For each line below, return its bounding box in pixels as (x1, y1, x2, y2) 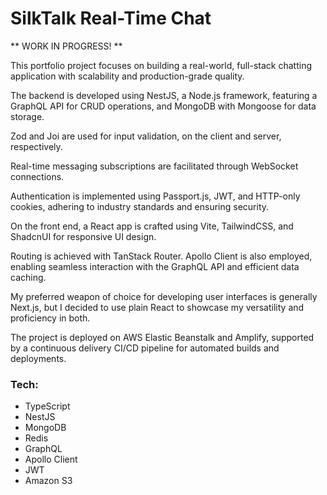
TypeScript (24, 400, 71, 412)
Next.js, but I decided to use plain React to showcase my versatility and (10, 301, 305, 313)
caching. (10, 271, 47, 283)
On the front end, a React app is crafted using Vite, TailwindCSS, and (10, 220, 294, 232)
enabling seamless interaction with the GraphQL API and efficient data (10, 260, 300, 272)
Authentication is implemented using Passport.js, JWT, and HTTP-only (10, 190, 301, 202)
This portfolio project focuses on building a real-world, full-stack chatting (10, 59, 312, 71)
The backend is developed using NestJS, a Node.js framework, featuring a (10, 89, 318, 101)
